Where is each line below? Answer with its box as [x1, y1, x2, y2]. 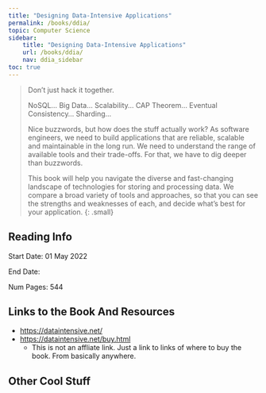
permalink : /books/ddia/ [8, 19, 91, 27]
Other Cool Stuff [8, 374, 91, 387]
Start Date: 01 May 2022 [8, 251, 88, 260]
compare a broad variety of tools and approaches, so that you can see [27, 190, 259, 199]
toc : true [8, 64, 41, 71]
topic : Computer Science [8, 26, 91, 34]
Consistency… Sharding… [27, 109, 112, 118]
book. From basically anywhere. [31, 351, 137, 361]
